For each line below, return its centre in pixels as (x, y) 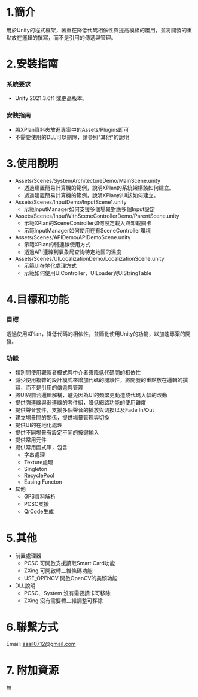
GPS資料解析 (39, 497)
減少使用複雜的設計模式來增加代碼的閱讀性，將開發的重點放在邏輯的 (99, 380)
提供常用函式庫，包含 (41, 448)
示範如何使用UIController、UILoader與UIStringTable (88, 273)
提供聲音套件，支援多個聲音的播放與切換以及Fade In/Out (84, 410)
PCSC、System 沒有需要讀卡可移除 (67, 593)
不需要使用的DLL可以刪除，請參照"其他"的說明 (72, 137)
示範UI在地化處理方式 (50, 265)
